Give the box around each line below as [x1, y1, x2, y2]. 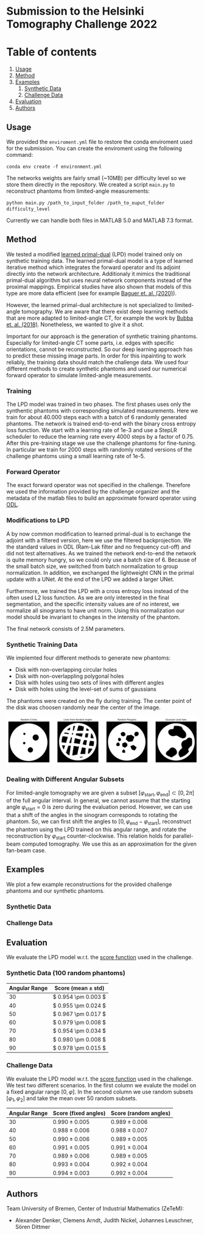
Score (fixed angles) [52, 1109, 106, 1117]
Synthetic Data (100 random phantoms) [6, 969, 126, 978]
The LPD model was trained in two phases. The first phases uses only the [6, 401, 191, 408]
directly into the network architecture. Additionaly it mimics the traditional [6, 270, 191, 277]
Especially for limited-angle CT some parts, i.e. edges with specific [6, 339, 175, 346]
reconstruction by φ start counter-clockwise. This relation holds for [6, 832, 172, 841]
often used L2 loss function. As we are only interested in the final [6, 594, 169, 601]
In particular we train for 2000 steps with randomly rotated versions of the [6, 446, 192, 453]
